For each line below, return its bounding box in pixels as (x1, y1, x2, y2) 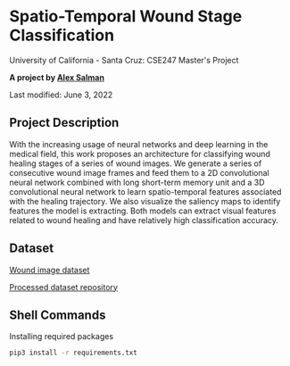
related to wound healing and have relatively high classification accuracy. (9, 214, 279, 225)
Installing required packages (9, 331, 114, 342)
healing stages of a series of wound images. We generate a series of (9, 158, 262, 169)
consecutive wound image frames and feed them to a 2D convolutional (9, 167, 269, 178)
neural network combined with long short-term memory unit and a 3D (9, 177, 265, 187)
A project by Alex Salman (9, 71, 105, 82)
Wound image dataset (9, 264, 90, 275)
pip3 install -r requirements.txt (9, 348, 138, 358)
